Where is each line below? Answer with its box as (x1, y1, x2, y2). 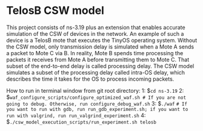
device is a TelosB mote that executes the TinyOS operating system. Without (6, 36, 198, 44)
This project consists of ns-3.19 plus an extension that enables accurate (6, 24, 186, 31)
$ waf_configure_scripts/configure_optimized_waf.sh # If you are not (6, 93, 187, 101)
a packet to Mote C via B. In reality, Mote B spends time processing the (6, 49, 184, 56)
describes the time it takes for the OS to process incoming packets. (6, 75, 175, 82)
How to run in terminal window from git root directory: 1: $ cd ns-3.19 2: (6, 87, 184, 94)
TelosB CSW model (6, 4, 105, 18)
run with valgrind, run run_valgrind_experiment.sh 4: (6, 112, 146, 119)
